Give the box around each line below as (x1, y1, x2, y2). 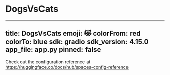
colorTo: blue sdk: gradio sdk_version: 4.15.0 (5, 37, 149, 46)
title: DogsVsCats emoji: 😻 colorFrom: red (5, 29, 141, 38)
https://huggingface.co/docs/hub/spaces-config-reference (5, 64, 129, 70)
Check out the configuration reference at (5, 59, 91, 65)
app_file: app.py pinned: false (5, 45, 101, 54)
